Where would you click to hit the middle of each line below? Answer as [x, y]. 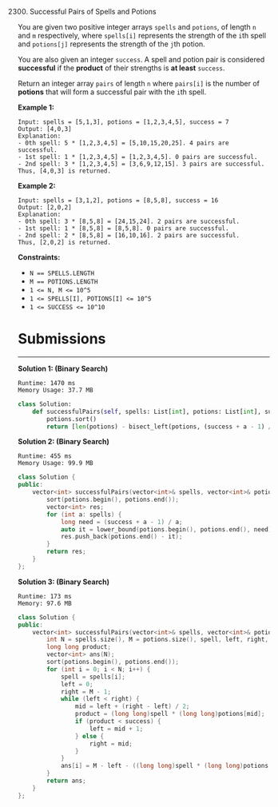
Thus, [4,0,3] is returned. [65, 171]
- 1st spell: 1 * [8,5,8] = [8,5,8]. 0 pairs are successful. [123, 229]
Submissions [62, 339]
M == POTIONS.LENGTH [64, 282]
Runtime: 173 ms [45, 596]
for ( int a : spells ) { [84, 515]
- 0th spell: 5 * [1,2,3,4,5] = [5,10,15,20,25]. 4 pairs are [123, 143]
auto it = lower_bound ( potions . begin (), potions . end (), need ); [168, 529]
